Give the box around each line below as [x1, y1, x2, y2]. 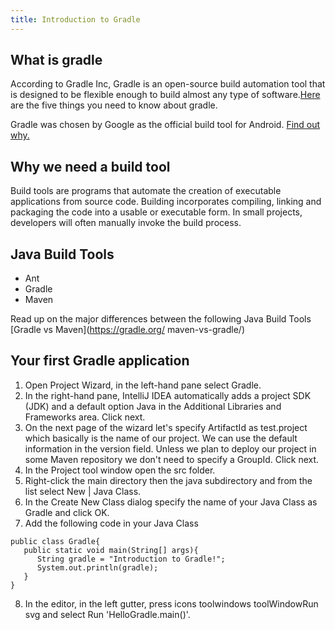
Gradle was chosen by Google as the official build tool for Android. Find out [10, 119, 321, 131]
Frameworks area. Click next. [24, 411, 146, 423]
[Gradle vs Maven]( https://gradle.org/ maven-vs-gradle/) [10, 324, 245, 336]
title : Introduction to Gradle [10, 14, 141, 25]
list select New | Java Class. [24, 485, 142, 497]
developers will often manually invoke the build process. [10, 217, 242, 229]
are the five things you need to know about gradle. [10, 99, 218, 111]
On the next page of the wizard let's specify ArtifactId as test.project [24, 421, 308, 433]
